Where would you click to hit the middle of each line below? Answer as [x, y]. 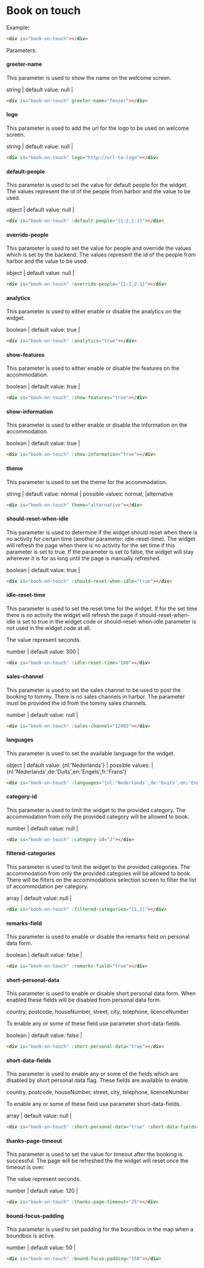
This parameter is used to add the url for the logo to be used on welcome [98, 128]
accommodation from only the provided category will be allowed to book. [98, 816]
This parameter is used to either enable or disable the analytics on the [94, 312]
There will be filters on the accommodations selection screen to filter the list [101, 880]
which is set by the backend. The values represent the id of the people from [101, 255]
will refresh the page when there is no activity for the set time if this [91, 545]
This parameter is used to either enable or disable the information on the [97, 425]
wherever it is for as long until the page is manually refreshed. [83, 558]
